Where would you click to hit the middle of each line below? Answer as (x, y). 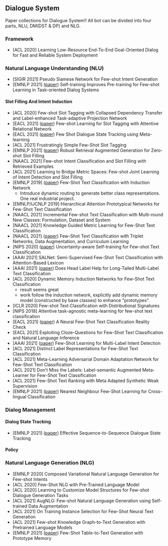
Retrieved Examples (33, 166)
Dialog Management (30, 409)
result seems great (39, 289)
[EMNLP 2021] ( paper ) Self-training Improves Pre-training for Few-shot (86, 85)
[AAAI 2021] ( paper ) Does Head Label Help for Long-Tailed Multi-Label (86, 268)
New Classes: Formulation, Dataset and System (61, 220)
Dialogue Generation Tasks (40, 495)
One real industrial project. (47, 198)
